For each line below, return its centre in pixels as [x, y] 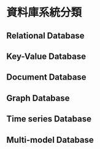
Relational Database [45, 35]
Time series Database [49, 119]
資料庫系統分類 [44, 13]
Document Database [47, 77]
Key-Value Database [46, 56]
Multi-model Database [50, 139]
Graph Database [38, 98]
